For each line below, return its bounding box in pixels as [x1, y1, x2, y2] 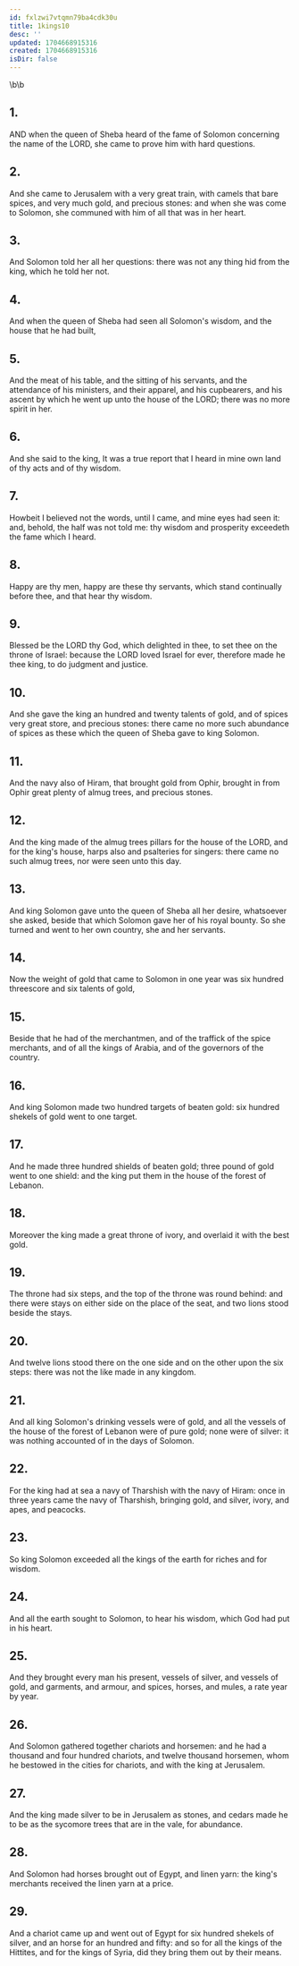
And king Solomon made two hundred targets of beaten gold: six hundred [9, 1102, 280, 1112]
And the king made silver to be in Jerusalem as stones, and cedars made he [9, 1809, 288, 1820]
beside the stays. [9, 1308, 73, 1318]
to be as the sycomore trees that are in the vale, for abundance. [9, 1818, 244, 1829]
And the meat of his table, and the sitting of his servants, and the [9, 375, 248, 386]
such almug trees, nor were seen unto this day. [9, 855, 182, 866]
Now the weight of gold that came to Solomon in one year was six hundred [9, 974, 284, 985]
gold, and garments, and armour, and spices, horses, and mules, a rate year [9, 1682, 288, 1692]
